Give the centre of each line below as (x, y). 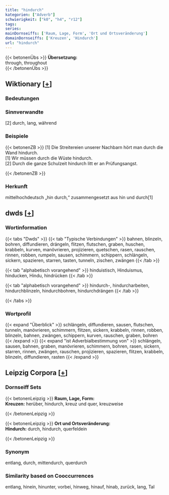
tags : (11, 24)
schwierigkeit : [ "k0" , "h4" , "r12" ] (44, 19)
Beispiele (17, 136)
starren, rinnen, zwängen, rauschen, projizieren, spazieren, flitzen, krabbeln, (84, 351)
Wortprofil (18, 314)
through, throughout (26, 63)
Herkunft (16, 186)
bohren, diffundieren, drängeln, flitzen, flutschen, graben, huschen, (75, 244)
